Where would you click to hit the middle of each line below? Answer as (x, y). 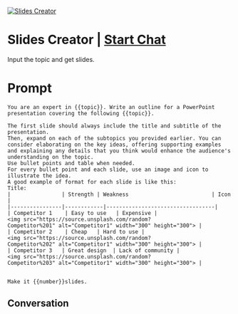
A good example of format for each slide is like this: (92, 182)
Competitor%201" (31, 225)
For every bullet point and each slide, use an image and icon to (108, 169)
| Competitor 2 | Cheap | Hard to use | (76, 231)
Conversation (38, 304)
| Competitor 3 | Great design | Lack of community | (94, 250)
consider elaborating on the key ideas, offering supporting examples (114, 145)
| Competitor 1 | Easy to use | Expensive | (83, 213)
